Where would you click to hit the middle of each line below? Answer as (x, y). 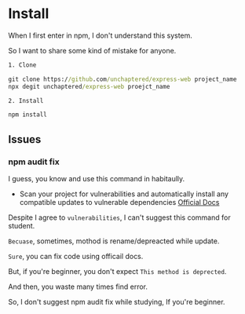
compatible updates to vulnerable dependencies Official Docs (119, 202)
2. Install (26, 100)
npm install (27, 115)
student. (22, 226)
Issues (25, 139)
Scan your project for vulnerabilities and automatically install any (124, 194)
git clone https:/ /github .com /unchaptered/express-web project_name (122, 79)
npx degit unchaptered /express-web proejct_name (89, 86)
